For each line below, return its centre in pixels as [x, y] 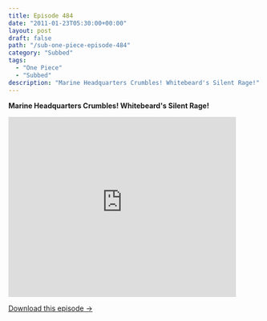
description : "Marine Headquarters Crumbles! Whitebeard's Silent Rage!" [134, 82]
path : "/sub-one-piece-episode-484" [69, 46]
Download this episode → [51, 308]
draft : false [30, 38]
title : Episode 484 [41, 16]
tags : [17, 61]
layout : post [30, 30]
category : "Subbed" [41, 53]
